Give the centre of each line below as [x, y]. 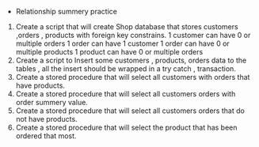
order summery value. [52, 102]
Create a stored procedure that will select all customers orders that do [130, 111]
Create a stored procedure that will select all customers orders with [126, 94]
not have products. [46, 119]
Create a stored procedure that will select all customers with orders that [133, 77]
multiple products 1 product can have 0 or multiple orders [109, 52]
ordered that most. [46, 136]
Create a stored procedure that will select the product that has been [126, 127]
